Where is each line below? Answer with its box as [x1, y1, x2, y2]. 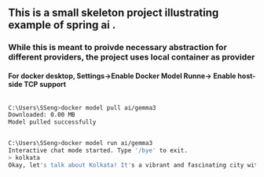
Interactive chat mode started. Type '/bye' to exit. [8, 146, 189, 155]
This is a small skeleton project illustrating [8, 6, 219, 20]
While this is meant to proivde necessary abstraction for [8, 42, 228, 53]
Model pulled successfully [8, 118, 97, 126]
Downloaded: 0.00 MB [8, 111, 76, 119]
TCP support [24, 79, 67, 88]
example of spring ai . [8, 19, 116, 32]
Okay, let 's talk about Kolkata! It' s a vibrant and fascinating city [8, 161, 244, 169]
